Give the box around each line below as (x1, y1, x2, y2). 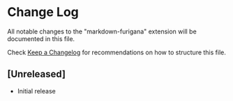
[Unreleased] (7, 68, 66, 80)
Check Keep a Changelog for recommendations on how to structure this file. (7, 48, 227, 56)
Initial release (17, 86, 56, 95)
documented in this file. (7, 34, 75, 42)
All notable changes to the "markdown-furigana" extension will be (7, 27, 197, 36)
